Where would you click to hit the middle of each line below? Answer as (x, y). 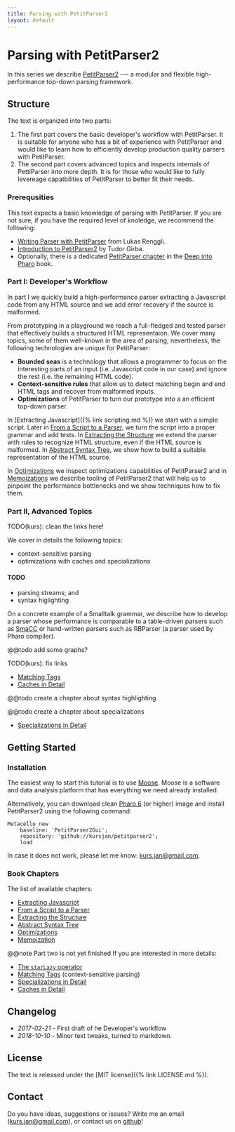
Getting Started (42, 747)
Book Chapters (33, 873)
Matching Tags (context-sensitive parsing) (79, 974)
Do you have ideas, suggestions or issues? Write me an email (96, 1114)
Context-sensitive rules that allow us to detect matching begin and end (121, 384)
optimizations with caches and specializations (84, 561)
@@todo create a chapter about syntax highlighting (82, 698)
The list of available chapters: (50, 889)
